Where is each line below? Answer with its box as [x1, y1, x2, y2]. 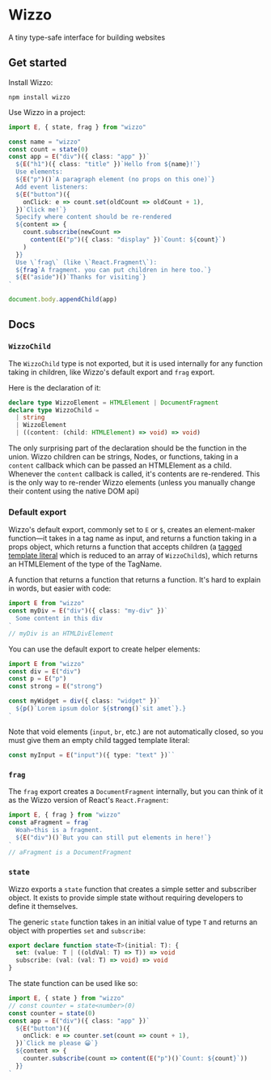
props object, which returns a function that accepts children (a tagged [8, 542, 243, 552]
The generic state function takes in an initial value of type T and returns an [8, 917, 258, 927]
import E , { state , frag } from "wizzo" [8, 123, 147, 131]
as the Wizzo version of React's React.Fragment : [8, 796, 169, 805]
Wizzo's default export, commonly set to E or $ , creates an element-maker [8, 525, 256, 535]
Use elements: [15, 168, 63, 176]
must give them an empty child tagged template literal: [8, 735, 190, 745]
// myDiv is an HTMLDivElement [8, 630, 114, 638]
